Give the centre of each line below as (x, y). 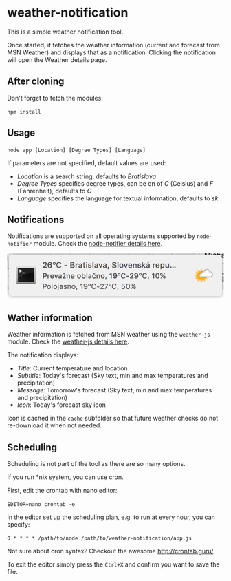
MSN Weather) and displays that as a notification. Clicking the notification (112, 52)
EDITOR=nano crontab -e (41, 504)
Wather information (50, 318)
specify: (19, 524)
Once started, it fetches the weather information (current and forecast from (113, 45)
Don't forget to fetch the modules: (55, 98)
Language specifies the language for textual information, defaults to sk (118, 198)
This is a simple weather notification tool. (65, 32)
